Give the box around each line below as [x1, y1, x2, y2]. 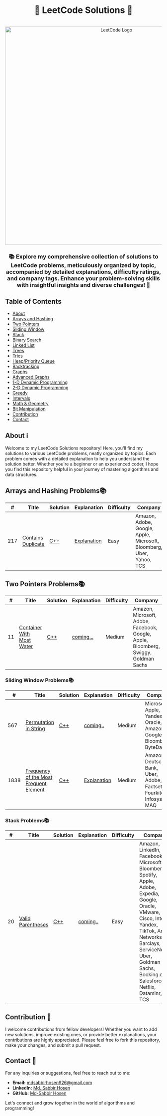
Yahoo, [135, 556, 152, 563]
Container [19, 624, 42, 631]
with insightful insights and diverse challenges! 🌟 [16, 281, 151, 289]
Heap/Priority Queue [12, 358, 55, 364]
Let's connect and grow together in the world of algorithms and [5, 1100, 135, 1106]
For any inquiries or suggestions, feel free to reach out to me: [5, 1070, 131, 1076]
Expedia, [139, 890, 160, 897]
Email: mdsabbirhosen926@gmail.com [12, 1080, 92, 1086]
